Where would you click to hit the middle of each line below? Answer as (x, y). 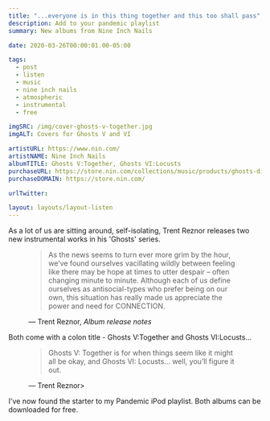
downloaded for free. (43, 410)
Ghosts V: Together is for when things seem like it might (140, 353)
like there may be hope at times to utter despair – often (139, 272)
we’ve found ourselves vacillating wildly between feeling (141, 263)
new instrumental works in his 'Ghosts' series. (84, 239)
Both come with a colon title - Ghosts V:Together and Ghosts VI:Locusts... (130, 337)
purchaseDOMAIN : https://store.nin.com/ (77, 179)
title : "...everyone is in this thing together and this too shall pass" (135, 16)
